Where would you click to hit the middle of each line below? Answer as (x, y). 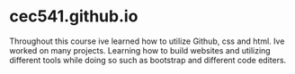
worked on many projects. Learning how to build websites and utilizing (140, 50)
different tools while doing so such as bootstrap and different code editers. (148, 60)
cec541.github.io (74, 16)
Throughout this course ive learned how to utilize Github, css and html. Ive (147, 41)
